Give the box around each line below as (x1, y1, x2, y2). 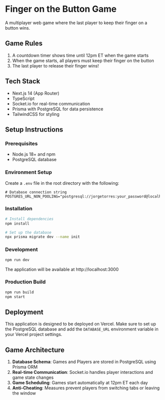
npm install (5, 221, 29, 226)
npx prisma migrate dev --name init (5, 234, 80, 239)
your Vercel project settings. (5, 332, 62, 337)
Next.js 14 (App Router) (12, 90, 60, 96)
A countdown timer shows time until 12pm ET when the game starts (12, 52, 149, 58)
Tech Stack (5, 77, 40, 86)
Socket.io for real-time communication (12, 100, 90, 106)
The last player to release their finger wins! (12, 63, 99, 68)
